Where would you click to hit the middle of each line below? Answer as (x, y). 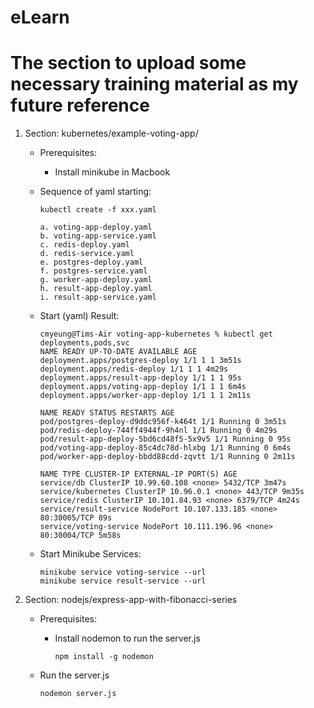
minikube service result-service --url (123, 581)
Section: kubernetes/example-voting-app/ (111, 133)
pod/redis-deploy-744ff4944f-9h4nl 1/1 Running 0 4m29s (158, 431)
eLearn (40, 17)
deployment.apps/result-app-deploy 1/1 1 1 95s (140, 378)
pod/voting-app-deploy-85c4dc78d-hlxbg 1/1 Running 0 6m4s (165, 448)
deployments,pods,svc (84, 343)
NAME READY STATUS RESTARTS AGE (107, 413)
